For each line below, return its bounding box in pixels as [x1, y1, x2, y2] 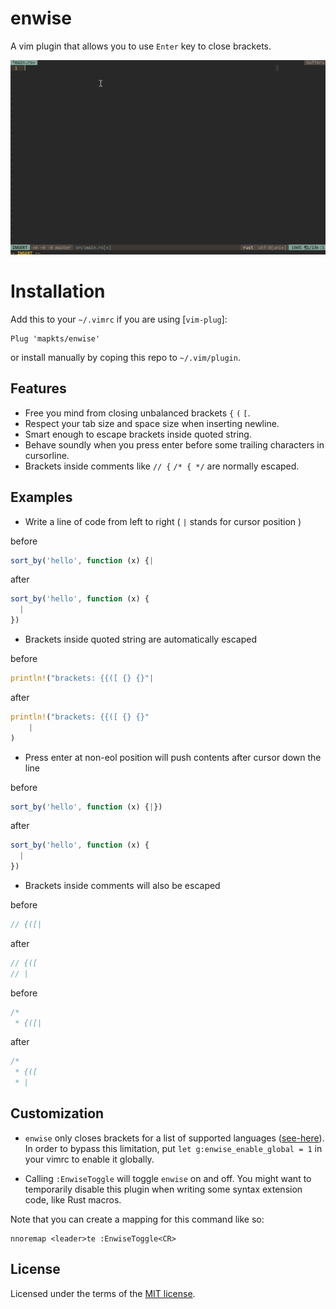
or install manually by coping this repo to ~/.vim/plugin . [10, 351, 241, 363]
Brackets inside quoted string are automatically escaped [24, 633, 258, 646]
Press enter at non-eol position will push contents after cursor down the [24, 751, 322, 763]
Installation [10, 280, 106, 303]
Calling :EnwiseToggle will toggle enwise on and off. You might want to [24, 1172, 312, 1184]
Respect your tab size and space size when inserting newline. [24, 417, 280, 429]
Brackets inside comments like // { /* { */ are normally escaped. [24, 460, 300, 472]
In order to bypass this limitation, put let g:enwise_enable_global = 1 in [24, 1142, 323, 1154]
